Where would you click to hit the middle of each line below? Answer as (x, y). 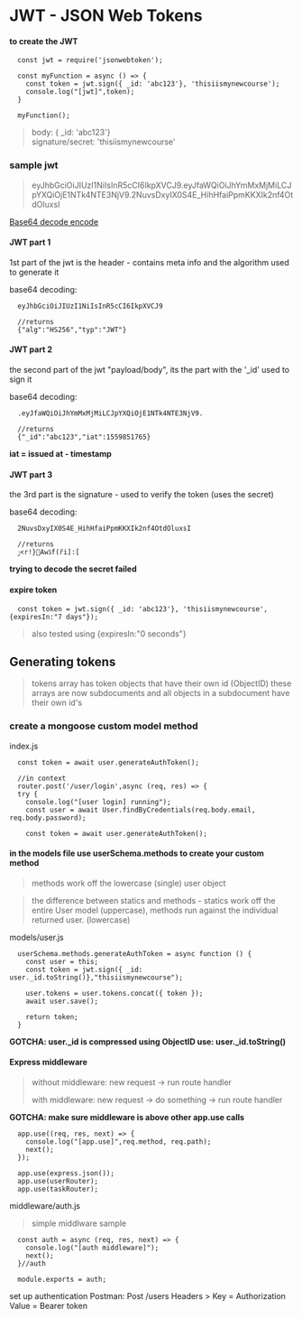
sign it (21, 379)
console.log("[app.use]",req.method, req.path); (119, 1142)
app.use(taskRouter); (58, 1189)
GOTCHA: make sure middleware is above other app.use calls (127, 1118)
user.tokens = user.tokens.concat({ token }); (114, 993)
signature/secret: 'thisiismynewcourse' (103, 142)
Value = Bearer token (49, 1306)
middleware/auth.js (45, 1206)
